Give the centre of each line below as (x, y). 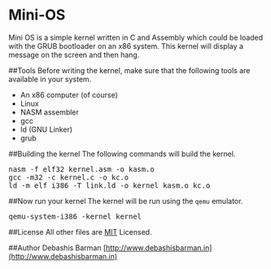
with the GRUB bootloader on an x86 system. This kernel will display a (126, 46)
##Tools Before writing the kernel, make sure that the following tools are (129, 70)
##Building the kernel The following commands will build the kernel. (122, 154)
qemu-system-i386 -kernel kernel (75, 216)
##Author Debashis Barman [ (57, 247)
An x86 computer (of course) (69, 94)
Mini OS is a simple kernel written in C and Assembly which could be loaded (136, 37)
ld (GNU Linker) (46, 129)
